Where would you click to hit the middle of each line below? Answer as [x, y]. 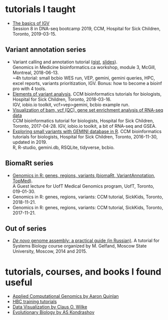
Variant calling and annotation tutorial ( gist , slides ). [65, 62]
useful [19, 282]
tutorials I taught [41, 9]
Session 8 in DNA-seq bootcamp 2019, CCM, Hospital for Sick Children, [86, 28]
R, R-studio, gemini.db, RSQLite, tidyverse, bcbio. [63, 147]
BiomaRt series [29, 163]
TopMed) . [23, 181]
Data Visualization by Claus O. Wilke [50, 307]
